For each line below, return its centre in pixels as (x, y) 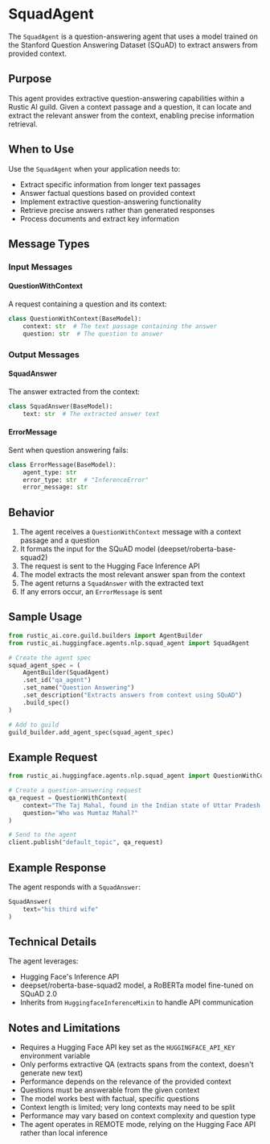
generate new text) (51, 1073)
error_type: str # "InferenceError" (86, 480)
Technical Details (53, 942)
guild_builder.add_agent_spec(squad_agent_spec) (91, 732)
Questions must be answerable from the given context (110, 1090)
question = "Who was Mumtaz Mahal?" (80, 813)
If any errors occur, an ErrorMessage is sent (91, 592)
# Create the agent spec (50, 658)
